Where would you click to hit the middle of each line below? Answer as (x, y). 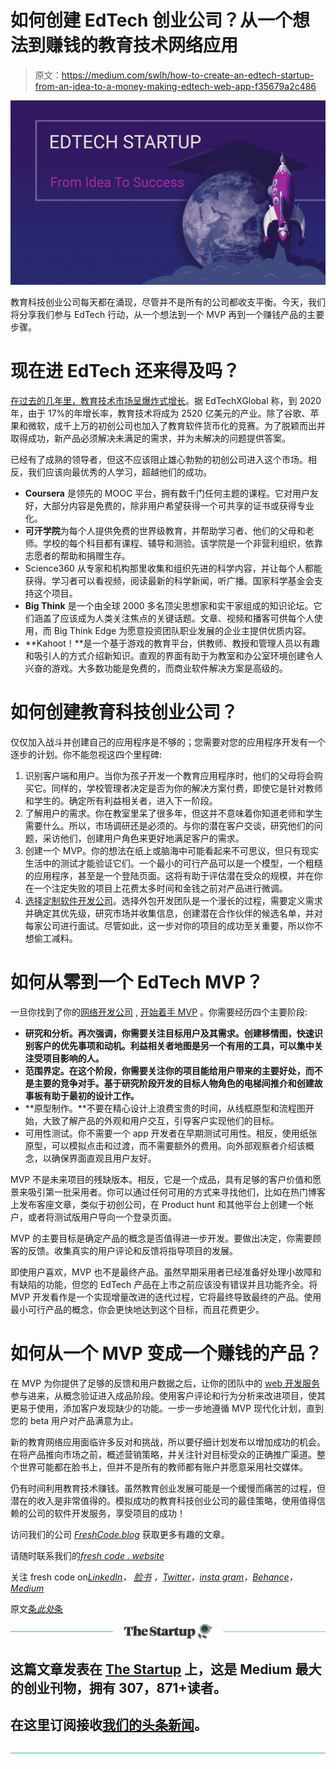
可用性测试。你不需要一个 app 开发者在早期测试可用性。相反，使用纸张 (171, 1133)
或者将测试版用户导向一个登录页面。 (102, 1217)
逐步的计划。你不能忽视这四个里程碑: (86, 754)
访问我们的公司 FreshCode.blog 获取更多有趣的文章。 (120, 1534)
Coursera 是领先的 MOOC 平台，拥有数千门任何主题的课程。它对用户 (167, 493)
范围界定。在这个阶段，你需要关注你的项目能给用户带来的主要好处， (165, 1070)
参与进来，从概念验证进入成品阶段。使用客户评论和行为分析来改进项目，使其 (168, 1395)
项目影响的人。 (73, 1058)
